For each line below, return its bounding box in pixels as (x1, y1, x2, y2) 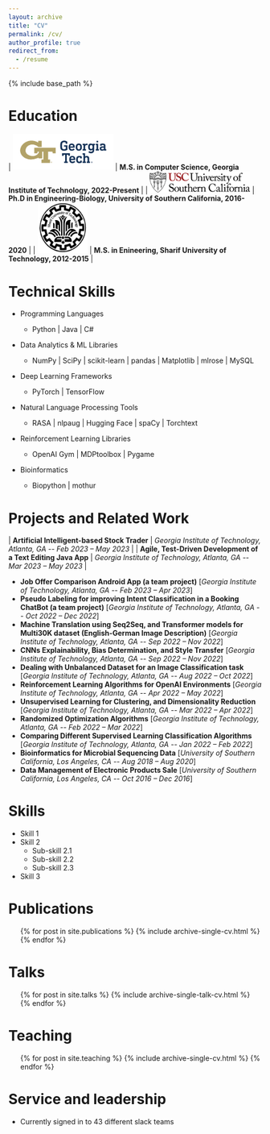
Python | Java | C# (31, 325, 94, 334)
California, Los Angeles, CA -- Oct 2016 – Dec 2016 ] (19, 774, 193, 783)
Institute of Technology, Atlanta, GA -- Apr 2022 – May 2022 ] (19, 688, 223, 698)
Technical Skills (8, 282, 116, 301)
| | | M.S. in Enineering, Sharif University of (28, 246, 227, 255)
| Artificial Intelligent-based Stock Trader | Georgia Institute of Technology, (8, 536, 261, 546)
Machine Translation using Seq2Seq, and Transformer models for (19, 620, 243, 629)
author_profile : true (8, 39, 81, 47)
